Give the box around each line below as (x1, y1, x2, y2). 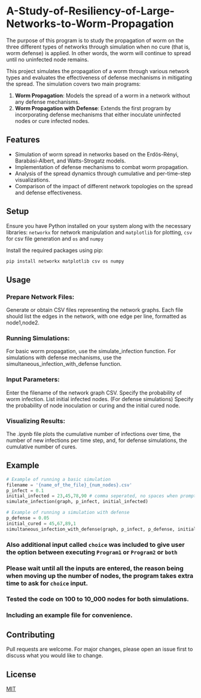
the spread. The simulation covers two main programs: (6, 80, 141, 88)
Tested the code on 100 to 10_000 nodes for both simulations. (6, 595, 190, 603)
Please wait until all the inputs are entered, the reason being (6, 564, 184, 572)
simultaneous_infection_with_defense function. (6, 360, 122, 368)
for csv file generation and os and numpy (6, 235, 103, 242)
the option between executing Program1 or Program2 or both (6, 547, 178, 556)
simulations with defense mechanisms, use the (6, 354, 121, 361)
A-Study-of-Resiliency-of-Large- (6, 4, 175, 18)
